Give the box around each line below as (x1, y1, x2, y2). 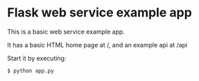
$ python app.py (7, 67, 54, 74)
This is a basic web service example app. (7, 27, 125, 36)
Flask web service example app (7, 5, 192, 21)
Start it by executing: (7, 54, 67, 62)
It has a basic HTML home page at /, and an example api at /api (7, 40, 188, 49)
